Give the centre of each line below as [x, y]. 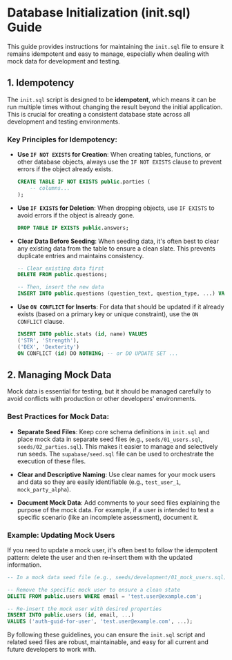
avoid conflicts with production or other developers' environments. [102, 399]
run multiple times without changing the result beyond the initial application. [115, 107]
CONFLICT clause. [41, 322]
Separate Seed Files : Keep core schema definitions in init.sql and [113, 431]
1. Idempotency [41, 83]
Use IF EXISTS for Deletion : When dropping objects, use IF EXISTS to [116, 208]
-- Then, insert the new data [61, 287]
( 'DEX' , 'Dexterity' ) [48, 347]
